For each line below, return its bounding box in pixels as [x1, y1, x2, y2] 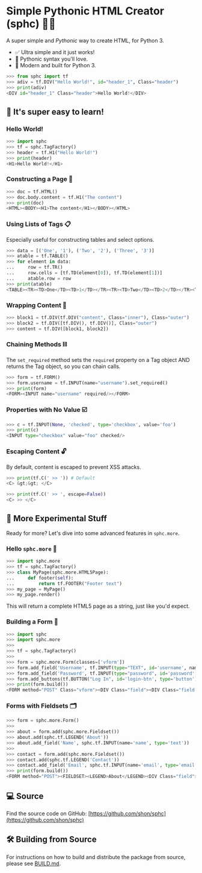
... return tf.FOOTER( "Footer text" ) [6, 580, 122, 587]
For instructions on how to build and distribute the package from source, [6, 853, 186, 860]
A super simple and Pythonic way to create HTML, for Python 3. [6, 37, 164, 44]
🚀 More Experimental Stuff [6, 513, 107, 524]
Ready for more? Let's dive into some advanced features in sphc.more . [6, 529, 180, 536]
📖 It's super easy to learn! [6, 106, 104, 117]
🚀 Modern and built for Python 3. [14, 61, 96, 69]
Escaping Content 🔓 [6, 447, 67, 456]
